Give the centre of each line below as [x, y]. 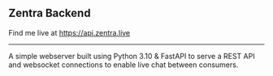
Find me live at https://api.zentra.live [69, 32]
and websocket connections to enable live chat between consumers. [123, 65]
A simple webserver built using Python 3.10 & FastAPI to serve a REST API [132, 56]
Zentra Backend [50, 13]
